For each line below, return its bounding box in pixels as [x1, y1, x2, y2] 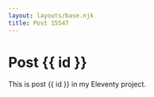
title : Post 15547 [8, 19, 69, 27]
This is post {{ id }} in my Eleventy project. [8, 80, 147, 89]
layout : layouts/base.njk [8, 11, 94, 20]
